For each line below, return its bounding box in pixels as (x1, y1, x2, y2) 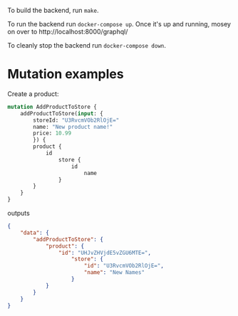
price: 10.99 (33, 130, 72, 137)
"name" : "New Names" (83, 269, 145, 276)
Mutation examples (7, 66, 124, 83)
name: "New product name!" (33, 123, 113, 130)
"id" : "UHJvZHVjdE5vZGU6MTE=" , (58, 249, 152, 256)
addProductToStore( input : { (20, 110, 103, 117)
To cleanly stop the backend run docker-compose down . (7, 41, 166, 49)
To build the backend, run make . (7, 6, 99, 14)
